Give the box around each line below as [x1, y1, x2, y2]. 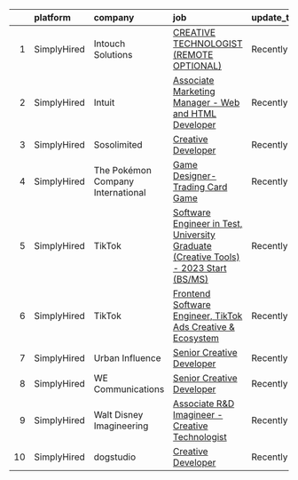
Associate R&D [172, 397, 235, 410]
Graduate [172, 240, 212, 252]
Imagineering [93, 420, 149, 432]
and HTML [172, 108, 217, 119]
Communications [93, 383, 165, 395]
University [172, 228, 216, 241]
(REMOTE [172, 49, 214, 60]
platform [34, 12, 71, 23]
